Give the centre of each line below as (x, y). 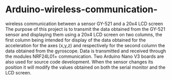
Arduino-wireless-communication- (81, 9)
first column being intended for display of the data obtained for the (76, 40)
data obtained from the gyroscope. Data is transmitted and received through (86, 51)
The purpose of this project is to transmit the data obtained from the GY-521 (85, 29)
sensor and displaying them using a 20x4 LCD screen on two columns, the (84, 34)
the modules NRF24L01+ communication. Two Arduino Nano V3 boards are (85, 56)
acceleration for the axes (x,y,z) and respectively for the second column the (85, 45)
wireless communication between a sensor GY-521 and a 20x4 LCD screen (84, 24)
